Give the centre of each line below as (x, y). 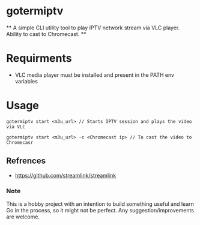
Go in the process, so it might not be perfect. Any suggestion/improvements (100, 210)
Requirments (39, 58)
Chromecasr (20, 142)
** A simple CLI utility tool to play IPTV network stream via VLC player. (93, 28)
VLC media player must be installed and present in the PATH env (95, 75)
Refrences (26, 161)
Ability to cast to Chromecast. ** (46, 34)
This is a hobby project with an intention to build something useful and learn (100, 204)
